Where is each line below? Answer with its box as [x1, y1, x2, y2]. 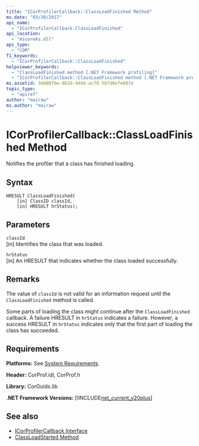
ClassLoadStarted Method [14, 434, 79, 441]
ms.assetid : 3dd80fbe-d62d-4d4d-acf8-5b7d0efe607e [6, 81, 134, 87]
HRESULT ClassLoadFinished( [6, 193, 76, 199]
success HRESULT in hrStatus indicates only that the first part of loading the [6, 320, 193, 327]
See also [6, 412, 38, 422]
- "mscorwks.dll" [11, 36, 54, 42]
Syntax [6, 177, 33, 187]
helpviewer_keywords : [6, 63, 60, 70]
